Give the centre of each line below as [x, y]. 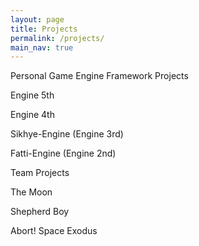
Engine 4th [32, 115]
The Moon [31, 192]
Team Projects [40, 173]
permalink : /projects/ [57, 38]
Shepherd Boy [40, 212]
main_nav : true [42, 47]
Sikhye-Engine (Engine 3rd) [67, 134]
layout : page [37, 19]
